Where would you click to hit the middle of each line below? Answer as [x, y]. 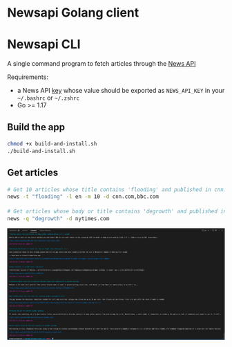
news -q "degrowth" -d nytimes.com [58, 219]
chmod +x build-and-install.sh [52, 143]
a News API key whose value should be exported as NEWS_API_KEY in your [121, 91]
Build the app [36, 127]
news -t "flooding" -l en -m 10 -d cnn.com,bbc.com [83, 197]
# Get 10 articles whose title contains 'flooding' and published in [109, 189]
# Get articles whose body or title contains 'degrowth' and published [112, 212]
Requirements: [28, 77]
